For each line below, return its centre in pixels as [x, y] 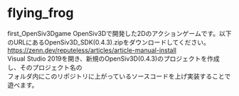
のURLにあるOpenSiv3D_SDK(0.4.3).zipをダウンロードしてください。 [108, 42]
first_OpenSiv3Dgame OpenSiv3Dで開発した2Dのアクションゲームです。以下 [119, 33]
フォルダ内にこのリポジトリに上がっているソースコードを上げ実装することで [119, 76]
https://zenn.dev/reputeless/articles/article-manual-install [92, 50]
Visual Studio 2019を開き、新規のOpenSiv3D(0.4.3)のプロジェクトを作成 [114, 59]
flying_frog [41, 13]
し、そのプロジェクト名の [45, 67]
